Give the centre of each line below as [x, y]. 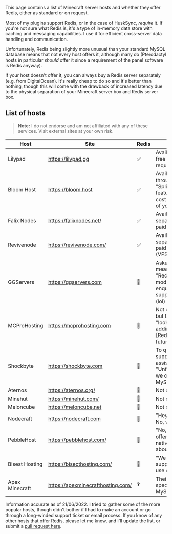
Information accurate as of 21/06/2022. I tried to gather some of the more [83, 504]
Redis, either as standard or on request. [47, 13]
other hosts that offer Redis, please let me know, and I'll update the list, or [83, 521]
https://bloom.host [70, 189]
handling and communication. [37, 39]
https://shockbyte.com [76, 366]
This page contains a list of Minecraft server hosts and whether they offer [83, 7]
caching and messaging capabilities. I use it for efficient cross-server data [84, 34]
